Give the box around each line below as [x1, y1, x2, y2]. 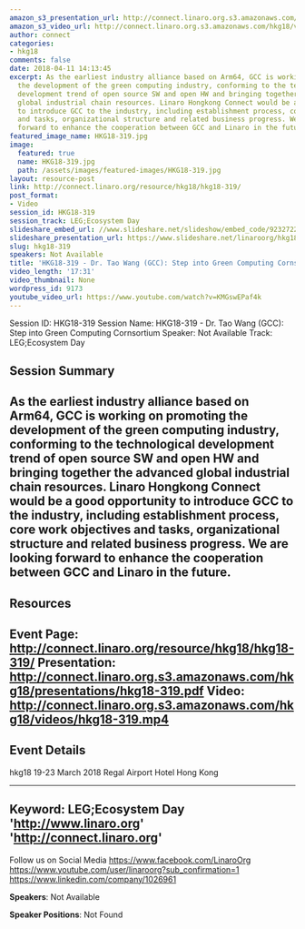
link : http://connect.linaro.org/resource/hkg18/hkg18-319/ [9, 183, 242, 192]
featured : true [17, 148, 75, 157]
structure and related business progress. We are [9, 536, 289, 551]
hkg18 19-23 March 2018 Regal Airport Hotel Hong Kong [9, 766, 220, 778]
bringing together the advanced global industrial [9, 465, 290, 480]
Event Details [9, 742, 86, 758]
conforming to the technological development [9, 437, 275, 452]
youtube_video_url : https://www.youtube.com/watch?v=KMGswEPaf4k [9, 292, 261, 301]
